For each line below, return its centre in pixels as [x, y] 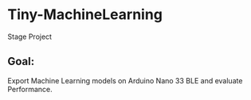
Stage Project [30, 37]
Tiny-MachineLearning [85, 15]
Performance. [30, 89]
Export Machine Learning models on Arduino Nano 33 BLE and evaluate [125, 80]
